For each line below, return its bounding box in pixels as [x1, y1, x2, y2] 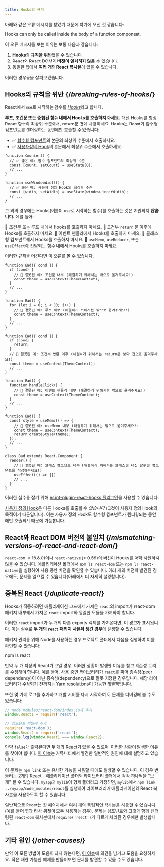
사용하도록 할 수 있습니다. [18, 792, 67, 798]
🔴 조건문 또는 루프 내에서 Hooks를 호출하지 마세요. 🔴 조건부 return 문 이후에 [5, 224, 152, 230]
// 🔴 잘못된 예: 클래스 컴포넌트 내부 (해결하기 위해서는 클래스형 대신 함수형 [14, 463, 150, 468]
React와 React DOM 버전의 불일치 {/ [5, 533, 111, 542]
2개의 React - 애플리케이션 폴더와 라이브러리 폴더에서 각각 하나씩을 [18, 773, 147, 779]
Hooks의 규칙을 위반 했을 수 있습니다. [12, 52, 83, 58]
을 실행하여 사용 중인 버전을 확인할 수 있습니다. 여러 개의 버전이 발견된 [18, 567, 152, 573]
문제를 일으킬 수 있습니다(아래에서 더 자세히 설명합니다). [19, 574, 126, 580]
